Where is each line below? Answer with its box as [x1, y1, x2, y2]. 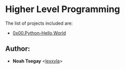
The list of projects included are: [5, 20, 73, 26]
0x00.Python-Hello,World [12, 30, 66, 36]
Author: [5, 44, 30, 53]
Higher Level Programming [5, 4, 120, 15]
